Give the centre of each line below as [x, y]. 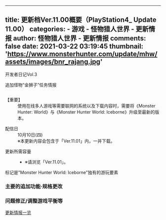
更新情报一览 [18, 213]
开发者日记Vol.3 [21, 74]
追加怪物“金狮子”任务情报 [31, 85]
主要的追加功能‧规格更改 [34, 186]
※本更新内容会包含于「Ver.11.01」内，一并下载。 [66, 141]
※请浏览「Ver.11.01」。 [46, 162]
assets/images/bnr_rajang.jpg [53, 62]
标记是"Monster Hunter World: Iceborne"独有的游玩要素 [62, 172]
